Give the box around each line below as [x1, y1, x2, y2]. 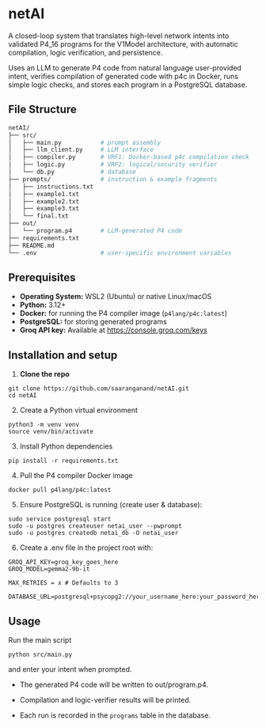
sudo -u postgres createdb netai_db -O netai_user [8, 529, 179, 537]
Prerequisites [8, 271, 76, 284]
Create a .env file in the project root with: [19, 543, 154, 552]
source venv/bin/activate [8, 428, 93, 436]
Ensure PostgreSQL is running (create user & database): [19, 500, 203, 510]
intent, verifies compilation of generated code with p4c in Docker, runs [8, 71, 239, 81]
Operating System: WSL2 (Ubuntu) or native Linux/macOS [19, 292, 212, 301]
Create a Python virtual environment [19, 405, 139, 415]
